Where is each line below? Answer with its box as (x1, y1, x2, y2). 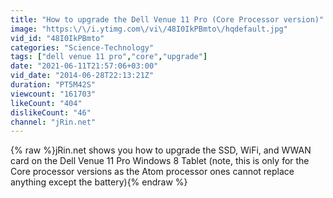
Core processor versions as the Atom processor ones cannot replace (10, 166, 295, 178)
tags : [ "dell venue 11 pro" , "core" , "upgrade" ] (10, 52, 208, 62)
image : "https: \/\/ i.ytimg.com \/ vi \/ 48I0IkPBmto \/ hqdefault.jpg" (10, 24, 288, 34)
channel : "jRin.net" (10, 117, 97, 127)
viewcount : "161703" (10, 89, 97, 99)
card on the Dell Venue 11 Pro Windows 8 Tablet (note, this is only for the (10, 155, 310, 167)
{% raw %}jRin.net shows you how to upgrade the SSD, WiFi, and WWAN (10, 144, 312, 156)
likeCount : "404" (10, 98, 83, 108)
